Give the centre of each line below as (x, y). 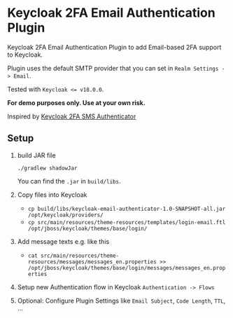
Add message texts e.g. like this (63, 241)
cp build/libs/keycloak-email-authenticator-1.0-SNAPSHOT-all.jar (127, 209)
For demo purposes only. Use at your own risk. (76, 102)
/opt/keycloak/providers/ (65, 215)
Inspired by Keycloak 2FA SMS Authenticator (72, 116)
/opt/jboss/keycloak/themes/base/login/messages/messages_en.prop (127, 268)
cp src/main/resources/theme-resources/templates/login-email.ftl (127, 222)
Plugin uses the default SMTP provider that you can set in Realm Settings (113, 68)
